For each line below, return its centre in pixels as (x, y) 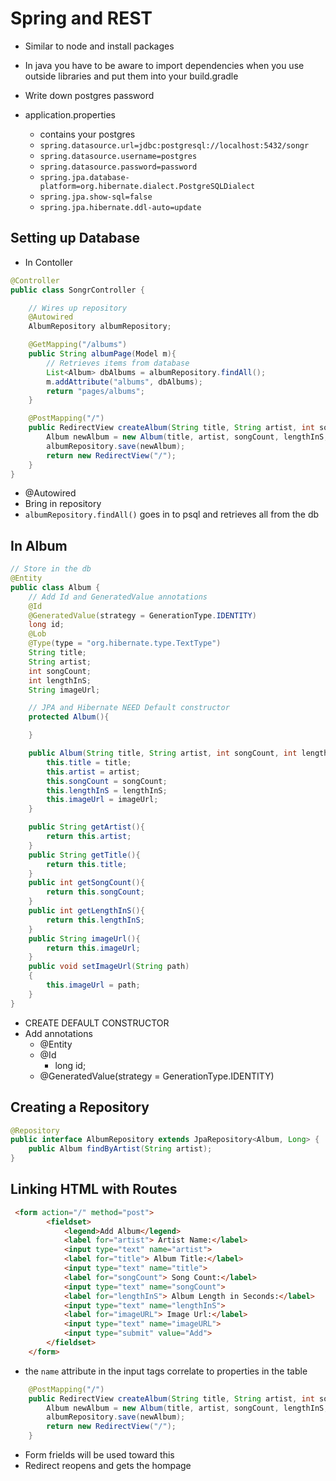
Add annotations (58, 1033)
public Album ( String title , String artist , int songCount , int (163, 753)
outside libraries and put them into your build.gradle (131, 76)
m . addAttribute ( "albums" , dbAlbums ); (124, 382)
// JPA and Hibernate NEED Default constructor (129, 708)
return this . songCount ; (95, 892)
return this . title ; (87, 864)
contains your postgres (87, 134)
